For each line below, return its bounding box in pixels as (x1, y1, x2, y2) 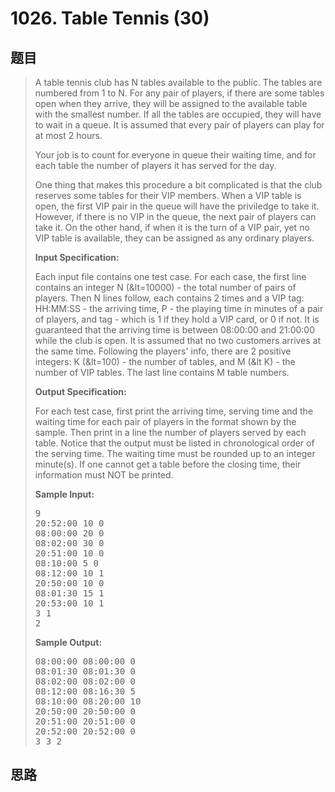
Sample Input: (34, 488, 95, 500)
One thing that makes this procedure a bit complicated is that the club (34, 179, 323, 191)
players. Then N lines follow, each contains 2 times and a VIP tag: (34, 292, 305, 304)
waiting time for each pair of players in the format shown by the (34, 416, 297, 427)
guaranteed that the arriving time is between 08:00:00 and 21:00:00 (34, 324, 316, 336)
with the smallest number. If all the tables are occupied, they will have (34, 108, 322, 120)
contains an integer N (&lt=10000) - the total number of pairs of (34, 282, 297, 293)
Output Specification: (34, 386, 127, 397)
